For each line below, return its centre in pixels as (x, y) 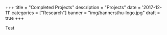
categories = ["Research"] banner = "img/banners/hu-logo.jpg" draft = (86, 13)
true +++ (15, 18)
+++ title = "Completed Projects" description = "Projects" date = (73, 7)
